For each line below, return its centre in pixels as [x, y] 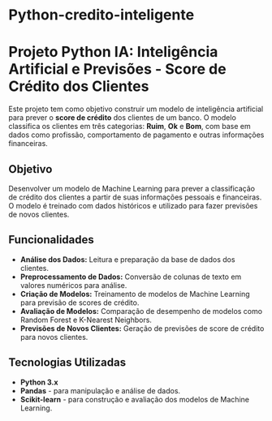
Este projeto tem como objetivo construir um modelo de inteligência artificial [136, 109]
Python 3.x [39, 382]
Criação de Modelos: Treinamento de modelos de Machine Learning [135, 294]
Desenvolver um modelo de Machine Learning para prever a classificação [132, 188]
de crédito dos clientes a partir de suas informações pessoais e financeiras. [135, 197]
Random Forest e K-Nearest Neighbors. [86, 320]
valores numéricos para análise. [73, 285]
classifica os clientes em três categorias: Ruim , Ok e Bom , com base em [130, 127]
